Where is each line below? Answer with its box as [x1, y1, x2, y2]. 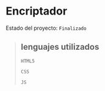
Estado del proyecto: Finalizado [5, 24, 87, 32]
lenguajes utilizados [20, 42, 100, 52]
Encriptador [5, 4, 68, 18]
